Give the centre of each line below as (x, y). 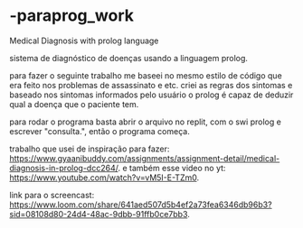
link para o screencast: (52, 195)
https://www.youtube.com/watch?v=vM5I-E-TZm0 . (104, 178)
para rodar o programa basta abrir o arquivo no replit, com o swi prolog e (146, 122)
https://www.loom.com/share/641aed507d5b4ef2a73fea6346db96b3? (141, 205)
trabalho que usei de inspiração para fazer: (90, 149)
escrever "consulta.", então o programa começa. (99, 131)
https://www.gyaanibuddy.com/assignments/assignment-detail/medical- (145, 158)
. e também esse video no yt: (171, 168)
